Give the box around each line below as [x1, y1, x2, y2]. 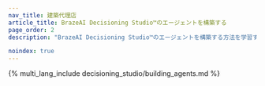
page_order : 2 [8, 26, 55, 34]
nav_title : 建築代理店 [8, 11, 77, 20]
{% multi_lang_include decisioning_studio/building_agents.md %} [8, 69, 221, 78]
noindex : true [8, 48, 55, 56]
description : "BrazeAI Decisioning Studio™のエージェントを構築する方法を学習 [8, 33, 253, 41]
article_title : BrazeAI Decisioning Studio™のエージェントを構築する [8, 19, 227, 27]
